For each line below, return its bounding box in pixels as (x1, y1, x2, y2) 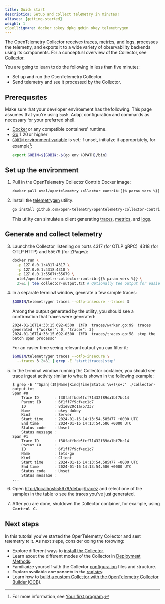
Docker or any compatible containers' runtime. (12, 126, 107, 132)
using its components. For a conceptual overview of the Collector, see (5, 50, 147, 56)
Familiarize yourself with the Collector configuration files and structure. (12, 563, 156, 569)
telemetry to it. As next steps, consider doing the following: (5, 538, 124, 544)
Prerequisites (5, 93, 47, 101)
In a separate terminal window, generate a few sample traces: (12, 290, 137, 296)
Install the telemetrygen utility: (12, 197, 74, 203)
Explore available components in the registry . (12, 569, 104, 574)
